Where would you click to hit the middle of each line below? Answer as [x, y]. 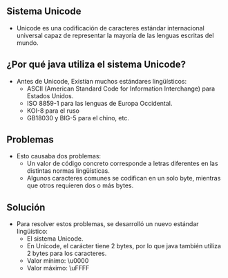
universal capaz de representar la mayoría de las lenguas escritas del [115, 35]
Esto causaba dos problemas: [59, 156]
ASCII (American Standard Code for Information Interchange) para [121, 89]
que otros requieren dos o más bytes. [80, 185]
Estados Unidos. [50, 95]
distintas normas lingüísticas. [68, 171]
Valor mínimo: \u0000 [58, 261]
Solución [26, 207]
